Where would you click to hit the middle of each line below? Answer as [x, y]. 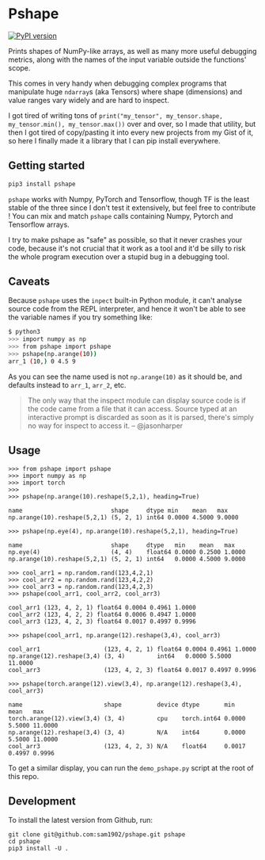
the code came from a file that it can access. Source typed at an [132, 408]
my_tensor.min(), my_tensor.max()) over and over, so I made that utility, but [132, 124]
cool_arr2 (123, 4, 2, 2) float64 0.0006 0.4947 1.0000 [102, 614]
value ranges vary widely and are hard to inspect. [89, 100]
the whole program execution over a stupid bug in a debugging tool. [119, 256]
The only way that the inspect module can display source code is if [137, 400]
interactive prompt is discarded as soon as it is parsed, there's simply [141, 417]
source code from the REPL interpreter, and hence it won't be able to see [127, 309]
